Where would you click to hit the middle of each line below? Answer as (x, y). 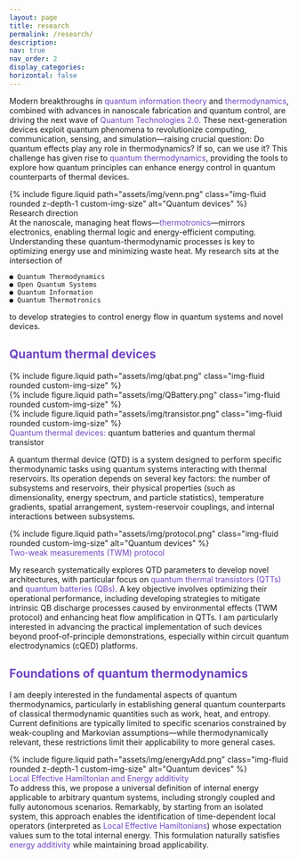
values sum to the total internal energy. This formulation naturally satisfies (145, 836)
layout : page (33, 17)
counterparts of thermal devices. (69, 177)
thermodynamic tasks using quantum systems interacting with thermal (138, 468)
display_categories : (48, 68)
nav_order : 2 (33, 59)
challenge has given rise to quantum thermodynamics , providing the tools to (149, 158)
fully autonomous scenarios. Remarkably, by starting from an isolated (137, 807)
